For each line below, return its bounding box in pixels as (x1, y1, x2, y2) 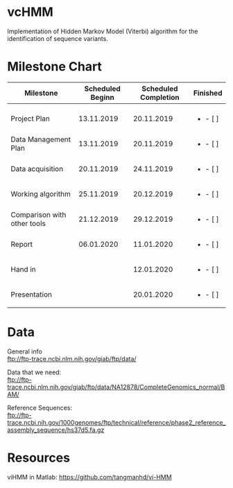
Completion (139, 92, 180, 102)
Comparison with (10, 209, 67, 219)
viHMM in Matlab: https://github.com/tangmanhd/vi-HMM (7, 473, 172, 481)
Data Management (10, 134, 71, 144)
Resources (7, 450, 71, 465)
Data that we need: (7, 368, 62, 376)
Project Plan (10, 114, 50, 123)
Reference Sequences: (7, 403, 73, 412)
